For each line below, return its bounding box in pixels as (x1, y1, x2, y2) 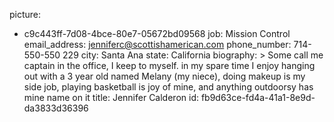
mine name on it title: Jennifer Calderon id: (23, 92, 199, 103)
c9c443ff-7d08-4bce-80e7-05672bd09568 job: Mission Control (23, 28, 291, 39)
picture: (9, 9, 42, 20)
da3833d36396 (23, 102, 89, 114)
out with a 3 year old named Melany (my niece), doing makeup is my (23, 70, 306, 82)
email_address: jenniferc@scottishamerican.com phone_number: (23, 39, 292, 50)
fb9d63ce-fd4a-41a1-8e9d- (200, 92, 316, 103)
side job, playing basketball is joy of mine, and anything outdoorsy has (23, 81, 314, 93)
